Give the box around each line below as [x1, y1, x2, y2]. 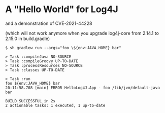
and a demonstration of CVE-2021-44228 [5, 20, 92, 26]
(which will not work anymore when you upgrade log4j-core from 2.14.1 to [5, 30, 159, 36]
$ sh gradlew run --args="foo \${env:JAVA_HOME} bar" [5, 45, 122, 50]
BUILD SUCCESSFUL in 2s [5, 98, 56, 103]
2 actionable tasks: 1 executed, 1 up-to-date [5, 103, 106, 108]
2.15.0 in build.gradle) [5, 35, 50, 42]
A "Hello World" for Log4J [5, 4, 118, 15]
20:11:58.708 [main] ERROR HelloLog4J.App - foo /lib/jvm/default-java [5, 85, 160, 90]
